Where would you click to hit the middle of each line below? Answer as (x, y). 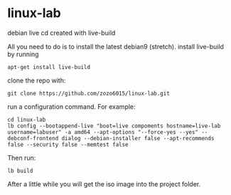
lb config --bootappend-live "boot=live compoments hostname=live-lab (114, 126)
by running (23, 54)
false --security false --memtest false (68, 144)
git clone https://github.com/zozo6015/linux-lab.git (89, 93)
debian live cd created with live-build (61, 33)
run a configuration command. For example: (72, 106)
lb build (20, 171)
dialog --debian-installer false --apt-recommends (138, 138)
